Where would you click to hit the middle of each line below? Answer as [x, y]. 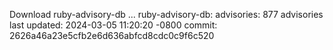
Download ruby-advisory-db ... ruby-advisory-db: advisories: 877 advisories [166, 14]
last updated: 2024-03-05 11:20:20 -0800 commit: [113, 25]
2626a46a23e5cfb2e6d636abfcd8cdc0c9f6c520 [112, 35]
